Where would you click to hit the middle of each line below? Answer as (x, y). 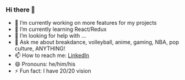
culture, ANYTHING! (40, 48)
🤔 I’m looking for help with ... (50, 36)
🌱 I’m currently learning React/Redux (61, 29)
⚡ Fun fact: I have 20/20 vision (53, 71)
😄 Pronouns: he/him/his (45, 64)
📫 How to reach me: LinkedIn (52, 55)
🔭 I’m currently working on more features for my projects (86, 23)
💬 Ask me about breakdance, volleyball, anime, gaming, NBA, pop (97, 42)
